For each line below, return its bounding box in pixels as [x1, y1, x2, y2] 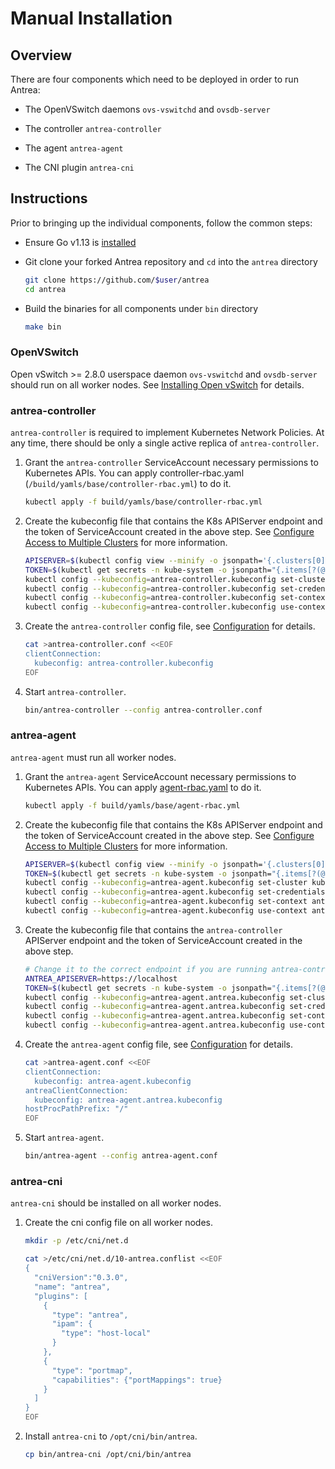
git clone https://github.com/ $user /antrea [24, 275, 210, 285]
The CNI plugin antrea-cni [24, 162, 135, 173]
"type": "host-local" [61, 1328, 152, 1339]
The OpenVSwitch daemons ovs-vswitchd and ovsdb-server [24, 103, 271, 115]
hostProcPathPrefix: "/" [24, 1104, 129, 1114]
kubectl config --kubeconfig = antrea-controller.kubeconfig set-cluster [24, 574, 330, 584]
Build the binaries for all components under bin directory [24, 302, 259, 314]
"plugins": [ [34, 1291, 89, 1301]
